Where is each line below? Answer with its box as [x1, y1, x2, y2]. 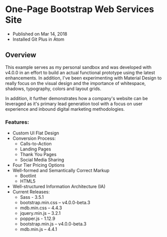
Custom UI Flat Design [12, 130, 59, 136]
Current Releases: [12, 189, 50, 195]
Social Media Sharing [20, 157, 64, 163]
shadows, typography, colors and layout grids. [5, 86, 102, 92]
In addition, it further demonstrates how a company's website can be [5, 95, 148, 101]
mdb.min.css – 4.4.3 [20, 205, 62, 211]
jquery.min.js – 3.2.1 [20, 210, 61, 216]
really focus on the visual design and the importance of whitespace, [5, 80, 146, 86]
